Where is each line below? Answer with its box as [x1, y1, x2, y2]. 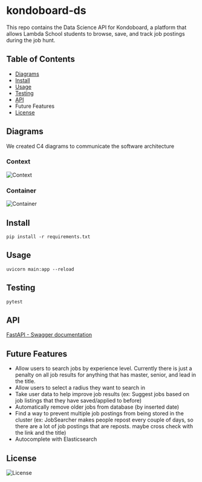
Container [6, 186, 36, 194]
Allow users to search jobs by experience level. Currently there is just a [15, 365, 192, 372]
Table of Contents [6, 54, 76, 64]
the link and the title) [15, 429, 67, 437]
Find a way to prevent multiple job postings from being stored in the [15, 410, 184, 417]
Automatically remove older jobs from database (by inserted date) [15, 403, 180, 411]
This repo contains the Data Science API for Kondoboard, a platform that [6, 24, 187, 31]
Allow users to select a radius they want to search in [15, 384, 145, 391]
